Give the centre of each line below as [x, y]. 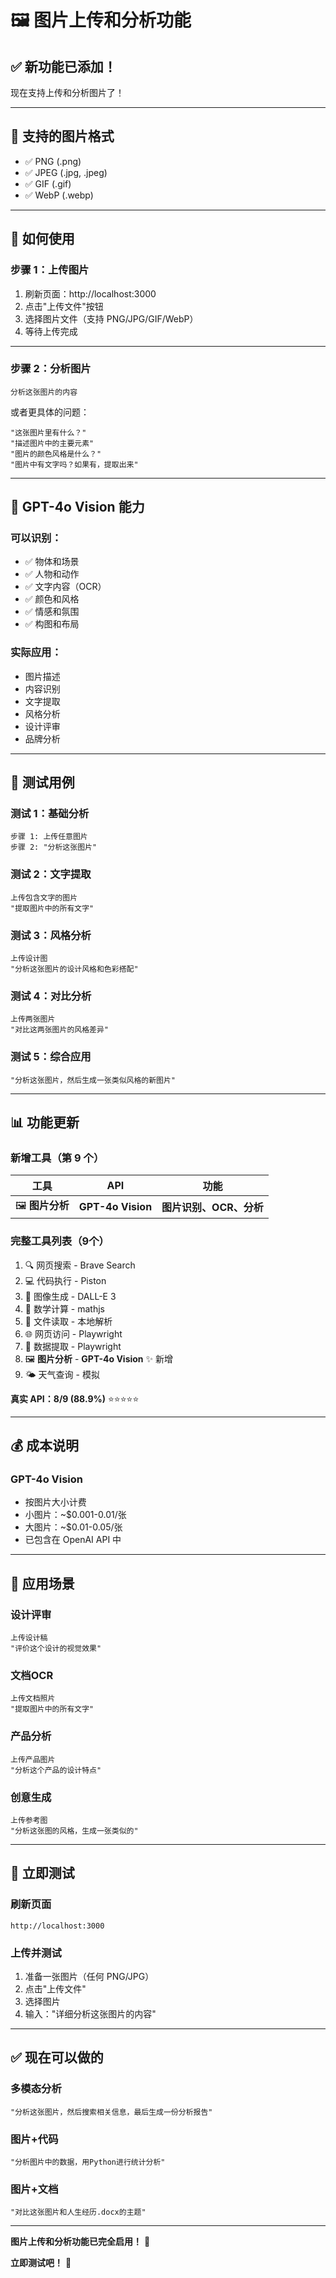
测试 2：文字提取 [51, 874]
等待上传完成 [51, 331]
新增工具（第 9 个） [57, 1158]
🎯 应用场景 [42, 1583]
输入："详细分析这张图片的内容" [90, 2013]
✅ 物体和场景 [52, 562]
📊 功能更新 [45, 1122]
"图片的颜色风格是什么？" [56, 454]
